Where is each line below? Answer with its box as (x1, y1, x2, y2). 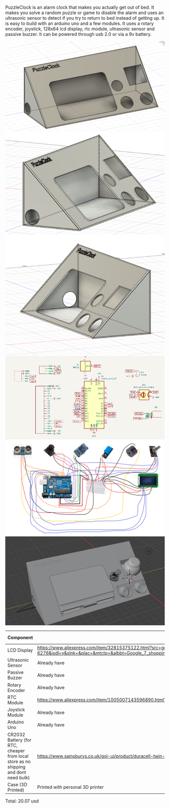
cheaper (7, 747, 25, 753)
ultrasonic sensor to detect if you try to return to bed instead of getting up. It (5, 15, 164, 21)
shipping (7, 763, 26, 770)
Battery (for (7, 737, 32, 743)
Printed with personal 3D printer (37, 784, 104, 790)
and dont (7, 769, 26, 775)
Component (7, 634, 33, 641)
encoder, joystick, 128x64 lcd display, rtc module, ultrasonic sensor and (5, 26, 155, 32)
